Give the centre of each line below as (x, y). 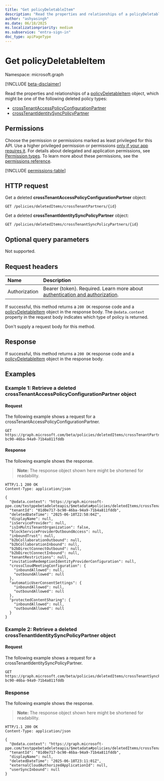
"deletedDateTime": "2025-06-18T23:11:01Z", (55, 761)
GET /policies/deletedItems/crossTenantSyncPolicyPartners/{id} (72, 225)
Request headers (32, 267)
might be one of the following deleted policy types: (56, 99)
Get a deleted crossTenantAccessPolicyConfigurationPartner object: (76, 198)
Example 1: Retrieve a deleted (41, 388)
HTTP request (27, 186)
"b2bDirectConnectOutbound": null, (46, 549)
